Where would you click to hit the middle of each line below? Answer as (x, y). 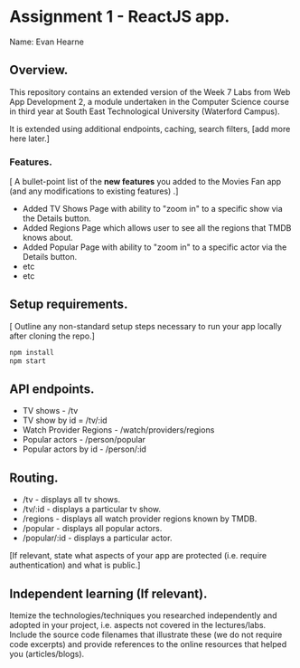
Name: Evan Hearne (47, 42)
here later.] (29, 138)
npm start (28, 361)
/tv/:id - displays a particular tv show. (91, 510)
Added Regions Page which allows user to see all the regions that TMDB (157, 228)
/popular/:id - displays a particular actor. (97, 538)
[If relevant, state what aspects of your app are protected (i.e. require (138, 556)
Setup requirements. (69, 305)
